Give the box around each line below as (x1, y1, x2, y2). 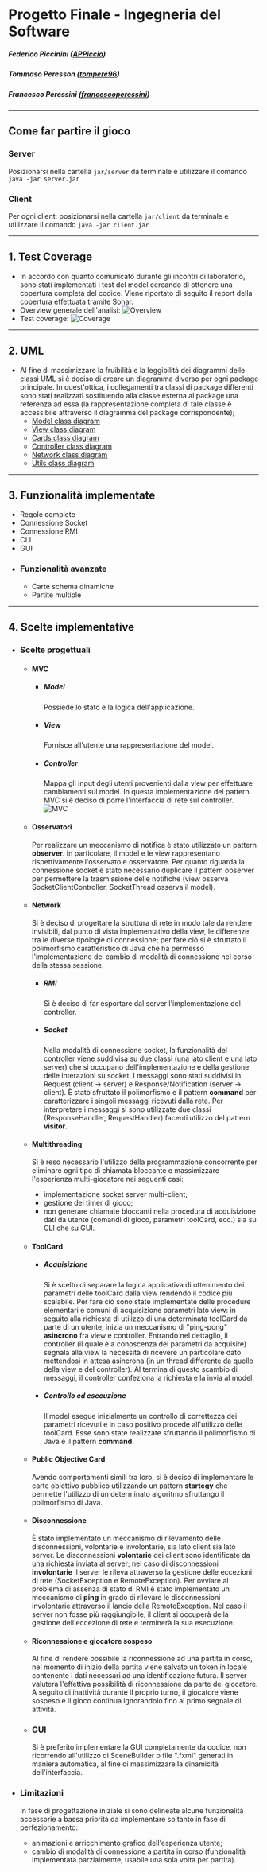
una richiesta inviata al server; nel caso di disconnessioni (31, 1559, 219, 1568)
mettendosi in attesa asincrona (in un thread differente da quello (43, 1356, 254, 1365)
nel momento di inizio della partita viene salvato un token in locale (31, 1662, 248, 1672)
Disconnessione (31, 1516, 87, 1525)
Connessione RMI (19, 526, 78, 536)
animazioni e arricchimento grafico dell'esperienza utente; (31, 1838, 222, 1847)
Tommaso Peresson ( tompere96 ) (8, 69, 120, 79)
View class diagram (31, 424, 96, 434)
